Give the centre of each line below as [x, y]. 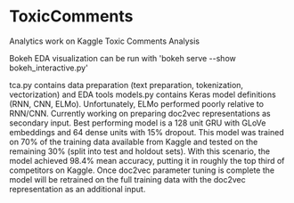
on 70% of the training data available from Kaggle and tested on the [134, 142]
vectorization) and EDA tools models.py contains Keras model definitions [143, 94]
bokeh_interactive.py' [49, 68]
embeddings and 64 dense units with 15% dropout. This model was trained [147, 132]
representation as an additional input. [78, 189]
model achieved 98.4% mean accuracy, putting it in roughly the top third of [147, 160]
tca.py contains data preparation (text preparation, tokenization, [126, 85]
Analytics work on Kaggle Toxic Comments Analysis [105, 41]
